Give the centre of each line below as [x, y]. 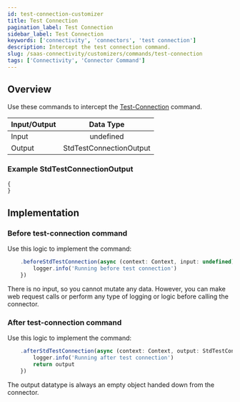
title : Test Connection [43, 21]
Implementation [44, 213]
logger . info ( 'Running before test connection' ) [105, 268]
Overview [30, 90]
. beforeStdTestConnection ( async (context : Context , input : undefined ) [127, 262]
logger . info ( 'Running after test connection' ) [104, 358]
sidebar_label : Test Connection [55, 34]
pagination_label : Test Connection [60, 27]
